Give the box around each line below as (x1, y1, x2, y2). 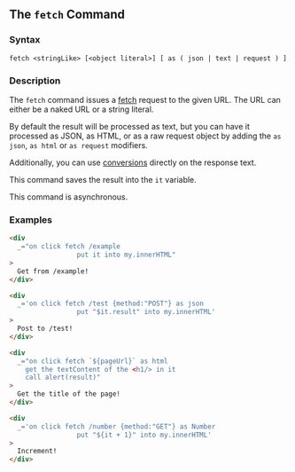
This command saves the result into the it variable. (9, 174, 197, 185)
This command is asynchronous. (9, 191, 128, 202)
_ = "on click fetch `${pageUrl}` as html (17, 357, 168, 366)
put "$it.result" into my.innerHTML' (76, 308, 216, 317)
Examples (9, 213, 53, 225)
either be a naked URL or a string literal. (9, 104, 154, 114)
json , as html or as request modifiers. (9, 139, 148, 150)
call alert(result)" (25, 373, 101, 382)
